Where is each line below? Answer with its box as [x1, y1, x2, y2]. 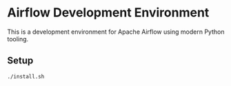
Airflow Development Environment [7, 5, 210, 21]
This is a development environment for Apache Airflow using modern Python [7, 28, 225, 36]
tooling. [7, 34, 29, 43]
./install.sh [7, 73, 45, 80]
